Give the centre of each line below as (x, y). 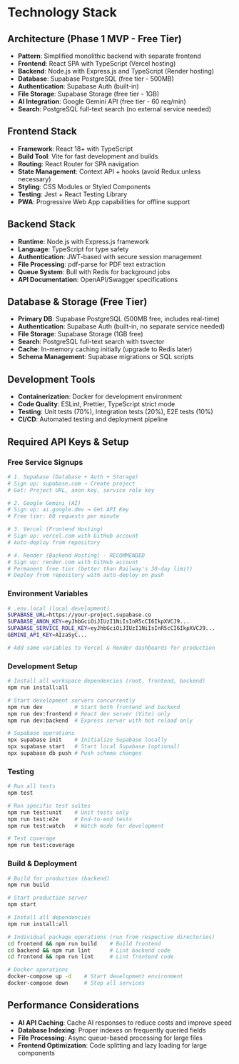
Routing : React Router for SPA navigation (78, 164)
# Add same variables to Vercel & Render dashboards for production (111, 648)
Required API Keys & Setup (68, 442)
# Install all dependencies (49, 918)
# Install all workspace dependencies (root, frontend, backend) (106, 681)
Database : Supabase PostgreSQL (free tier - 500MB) (96, 79)
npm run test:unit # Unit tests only (68, 812)
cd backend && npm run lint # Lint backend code (89, 950)
